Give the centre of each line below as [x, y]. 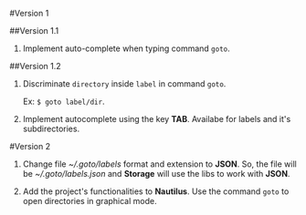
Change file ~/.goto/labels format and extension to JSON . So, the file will [159, 164]
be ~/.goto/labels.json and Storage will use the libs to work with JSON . [156, 174]
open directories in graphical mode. [90, 201]
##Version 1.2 [35, 66]
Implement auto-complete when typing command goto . [126, 48]
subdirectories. [51, 128]
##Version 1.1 [34, 31]
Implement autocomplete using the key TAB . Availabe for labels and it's [157, 119]
